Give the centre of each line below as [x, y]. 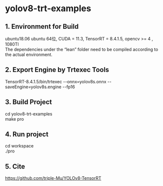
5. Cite [15, 166]
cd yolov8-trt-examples [29, 114]
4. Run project [27, 134]
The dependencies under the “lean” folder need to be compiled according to [81, 49]
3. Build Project [28, 102]
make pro [15, 119]
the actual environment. [29, 55]
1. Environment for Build [42, 27]
